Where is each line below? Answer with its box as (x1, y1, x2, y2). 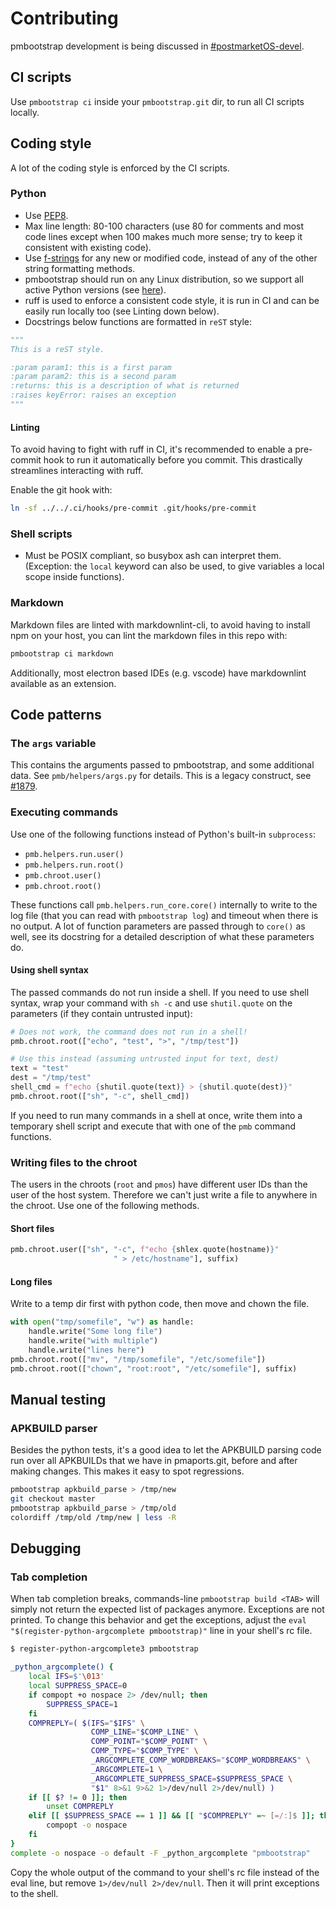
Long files (10, 1275, 53, 1287)
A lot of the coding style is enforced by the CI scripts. (10, 162, 230, 174)
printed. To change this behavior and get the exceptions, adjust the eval (10, 1614, 307, 1626)
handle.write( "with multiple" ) (28, 1336, 159, 1346)
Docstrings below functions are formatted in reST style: (24, 315, 253, 327)
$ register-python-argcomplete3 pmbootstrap (10, 1644, 199, 1654)
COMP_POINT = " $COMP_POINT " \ (90, 1737, 208, 1747)
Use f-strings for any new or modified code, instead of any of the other (24, 252, 318, 264)
